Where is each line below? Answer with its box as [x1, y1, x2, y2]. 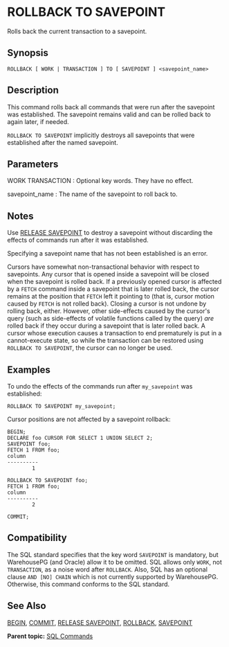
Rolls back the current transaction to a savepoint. [7, 27, 147, 35]
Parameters [7, 158, 59, 170]
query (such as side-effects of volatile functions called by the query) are [7, 314, 214, 323]
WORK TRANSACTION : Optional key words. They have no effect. [7, 177, 194, 185]
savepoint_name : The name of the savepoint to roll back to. [7, 190, 178, 198]
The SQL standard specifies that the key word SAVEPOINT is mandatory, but [7, 550, 219, 558]
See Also [7, 600, 46, 612]
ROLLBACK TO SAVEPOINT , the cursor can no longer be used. [7, 344, 173, 352]
